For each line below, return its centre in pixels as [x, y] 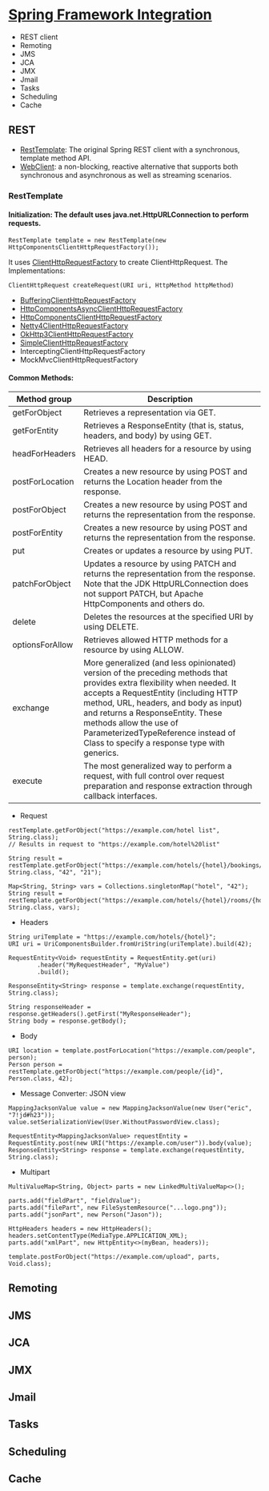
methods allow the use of [131, 723]
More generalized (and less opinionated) [160, 663]
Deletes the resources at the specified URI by [169, 617]
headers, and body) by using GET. [148, 436]
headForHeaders [44, 454]
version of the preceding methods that [156, 673]
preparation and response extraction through [168, 786]
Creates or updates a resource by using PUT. [168, 551]
